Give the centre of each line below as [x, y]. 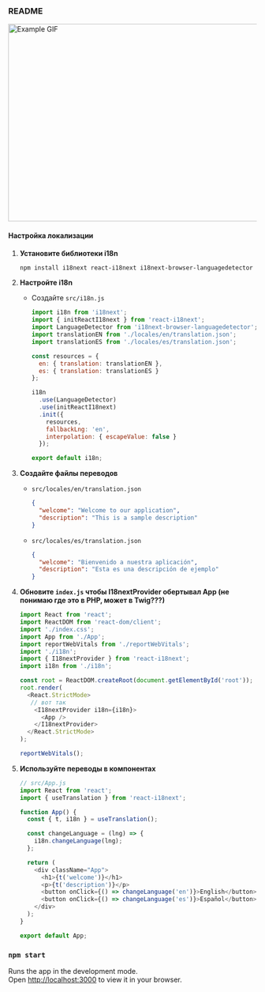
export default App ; [53, 935]
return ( [41, 862]
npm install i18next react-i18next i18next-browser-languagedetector [136, 268]
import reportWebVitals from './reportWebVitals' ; [105, 644]
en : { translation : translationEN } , [101, 364]
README [26, 11]
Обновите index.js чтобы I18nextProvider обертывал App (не [125, 592]
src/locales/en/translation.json [86, 489]
